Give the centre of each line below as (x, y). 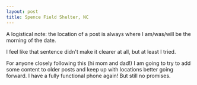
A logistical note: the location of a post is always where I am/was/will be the (99, 34)
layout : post (22, 12)
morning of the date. (31, 40)
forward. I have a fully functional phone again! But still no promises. (88, 76)
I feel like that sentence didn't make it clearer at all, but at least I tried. (91, 51)
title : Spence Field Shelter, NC (47, 17)
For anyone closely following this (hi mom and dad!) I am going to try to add (99, 63)
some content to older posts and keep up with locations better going (90, 69)
